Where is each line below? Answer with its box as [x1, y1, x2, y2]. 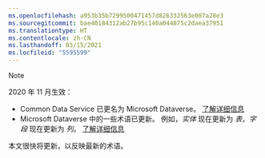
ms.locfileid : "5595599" [8, 49, 91, 57]
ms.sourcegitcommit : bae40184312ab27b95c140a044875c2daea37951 [8, 19, 224, 27]
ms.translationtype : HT [8, 26, 88, 34]
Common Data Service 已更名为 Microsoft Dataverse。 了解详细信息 [19, 105, 245, 113]
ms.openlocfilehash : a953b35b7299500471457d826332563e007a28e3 [8, 11, 224, 20]
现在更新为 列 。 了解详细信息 [29, 124, 125, 133]
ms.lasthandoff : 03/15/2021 [8, 41, 102, 49]
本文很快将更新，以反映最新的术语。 [8, 141, 128, 150]
